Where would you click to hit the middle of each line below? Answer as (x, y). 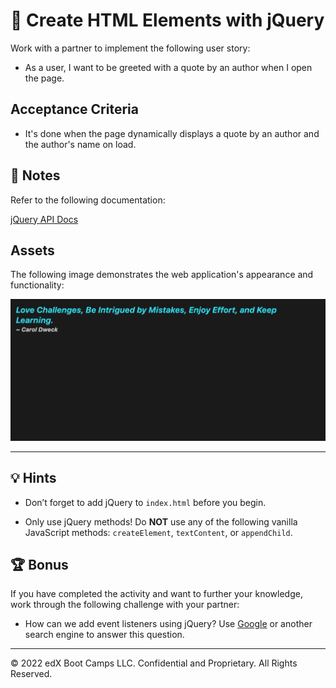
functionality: (37, 285)
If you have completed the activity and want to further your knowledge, (156, 594)
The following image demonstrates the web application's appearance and (162, 275)
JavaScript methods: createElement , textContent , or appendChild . (158, 532)
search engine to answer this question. (104, 635)
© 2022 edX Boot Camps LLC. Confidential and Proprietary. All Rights (154, 663)
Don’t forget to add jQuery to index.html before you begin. (145, 502)
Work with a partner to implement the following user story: (130, 48)
